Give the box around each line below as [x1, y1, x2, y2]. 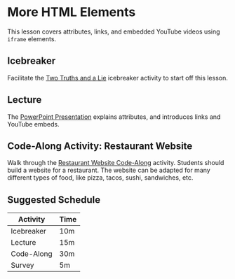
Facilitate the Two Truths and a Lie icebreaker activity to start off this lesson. [7, 73, 228, 82]
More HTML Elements [7, 4, 136, 20]
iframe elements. [7, 34, 57, 43]
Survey [11, 260, 34, 270]
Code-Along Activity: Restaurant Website [7, 140, 193, 152]
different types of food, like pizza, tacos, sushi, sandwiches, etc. [7, 173, 194, 182]
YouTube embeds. [7, 120, 60, 128]
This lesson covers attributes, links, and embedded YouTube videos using [7, 27, 220, 36]
